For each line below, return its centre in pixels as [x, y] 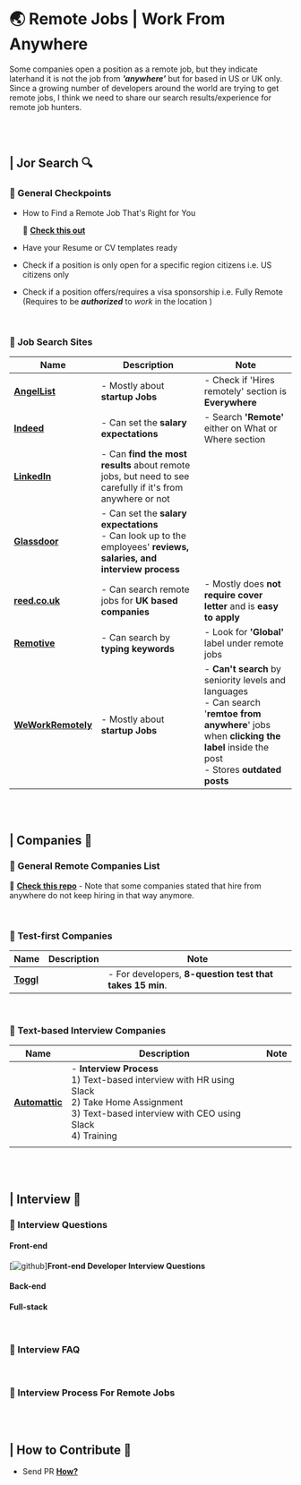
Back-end [28, 1286]
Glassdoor [36, 541]
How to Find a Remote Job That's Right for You [109, 212]
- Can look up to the [143, 536]
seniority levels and [245, 680]
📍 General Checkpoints [60, 193]
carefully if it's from [142, 487]
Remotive [34, 643]
